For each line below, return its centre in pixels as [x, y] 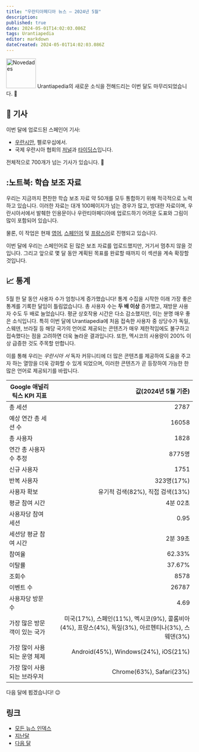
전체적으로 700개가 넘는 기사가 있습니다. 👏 [55, 162]
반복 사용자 [24, 481]
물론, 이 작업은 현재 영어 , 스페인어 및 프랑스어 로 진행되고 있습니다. [82, 233]
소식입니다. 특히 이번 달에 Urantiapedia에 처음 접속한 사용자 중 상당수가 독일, [101, 321]
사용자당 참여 [26, 514]
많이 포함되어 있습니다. [32, 220]
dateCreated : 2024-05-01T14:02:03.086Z [55, 45]
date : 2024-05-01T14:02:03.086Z [46, 28]
